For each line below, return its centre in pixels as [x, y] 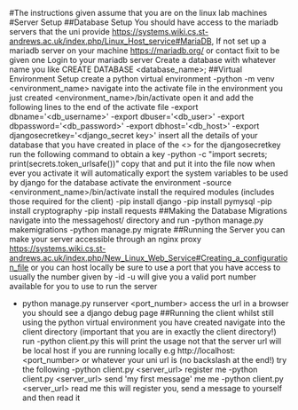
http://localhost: [206, 351]
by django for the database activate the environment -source [121, 182]
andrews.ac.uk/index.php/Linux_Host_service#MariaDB [110, 41]
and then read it [51, 398]
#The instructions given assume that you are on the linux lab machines [138, 13]
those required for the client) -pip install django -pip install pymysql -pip [141, 201]
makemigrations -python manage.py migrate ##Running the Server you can [147, 229]
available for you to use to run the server [83, 286]
